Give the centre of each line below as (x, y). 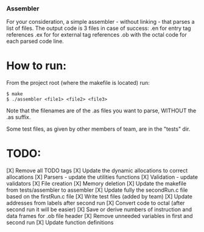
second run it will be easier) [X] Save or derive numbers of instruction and (99, 209)
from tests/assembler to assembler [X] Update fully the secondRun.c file (97, 190)
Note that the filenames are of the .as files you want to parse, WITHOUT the (101, 111)
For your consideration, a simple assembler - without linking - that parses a (100, 22)
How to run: (37, 66)
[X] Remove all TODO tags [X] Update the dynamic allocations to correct (97, 171)
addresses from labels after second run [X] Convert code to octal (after (96, 203)
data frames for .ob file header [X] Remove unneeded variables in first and (100, 216)
